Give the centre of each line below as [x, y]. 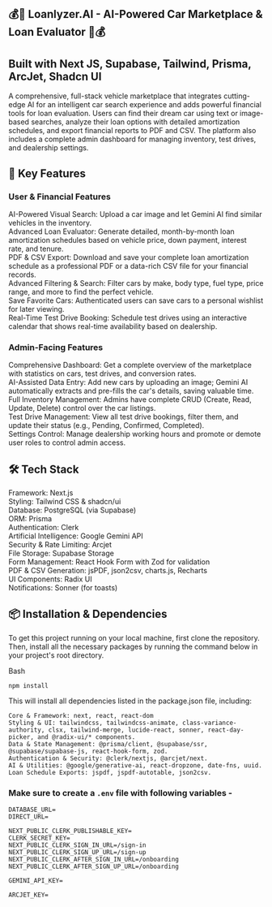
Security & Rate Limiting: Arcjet [60, 544]
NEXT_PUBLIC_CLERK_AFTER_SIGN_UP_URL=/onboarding [94, 867]
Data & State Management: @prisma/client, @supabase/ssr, [108, 744]
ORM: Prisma [30, 518]
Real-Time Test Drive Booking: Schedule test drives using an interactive [127, 317]
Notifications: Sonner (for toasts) [63, 587]
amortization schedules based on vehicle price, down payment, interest [127, 240]
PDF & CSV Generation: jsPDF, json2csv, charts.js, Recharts [108, 570]
